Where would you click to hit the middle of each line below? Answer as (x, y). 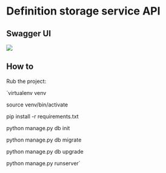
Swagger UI (29, 34)
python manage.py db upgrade (45, 151)
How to (20, 67)
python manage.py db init (38, 128)
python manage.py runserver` (43, 163)
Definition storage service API (83, 11)
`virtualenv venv (26, 93)
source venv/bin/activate (37, 105)
